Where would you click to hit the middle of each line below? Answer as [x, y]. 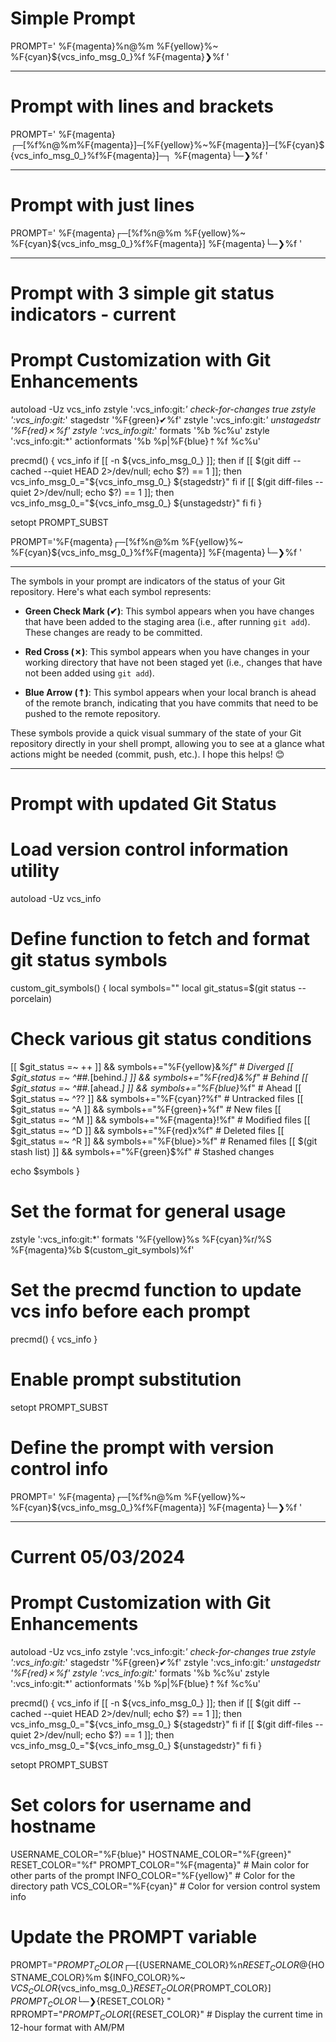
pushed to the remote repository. [92, 713]
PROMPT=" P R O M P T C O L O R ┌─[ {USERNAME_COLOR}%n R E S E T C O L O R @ [159, 1965]
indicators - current [93, 314]
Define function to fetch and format [160, 939]
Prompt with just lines [102, 205]
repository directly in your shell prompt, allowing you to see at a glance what [167, 743]
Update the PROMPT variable [134, 1936]
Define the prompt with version [142, 1447]
